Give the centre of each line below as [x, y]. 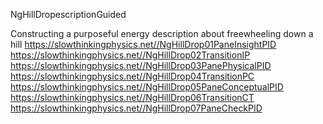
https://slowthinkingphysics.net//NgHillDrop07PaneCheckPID [136, 108]
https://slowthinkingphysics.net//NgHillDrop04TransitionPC [132, 76]
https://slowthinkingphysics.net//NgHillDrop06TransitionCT [132, 97]
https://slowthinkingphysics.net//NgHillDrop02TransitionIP [130, 55]
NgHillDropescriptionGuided [68, 14]
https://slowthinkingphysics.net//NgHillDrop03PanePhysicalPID [141, 65]
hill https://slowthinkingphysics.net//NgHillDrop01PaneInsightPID [143, 44]
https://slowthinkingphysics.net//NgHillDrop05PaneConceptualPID [147, 87]
